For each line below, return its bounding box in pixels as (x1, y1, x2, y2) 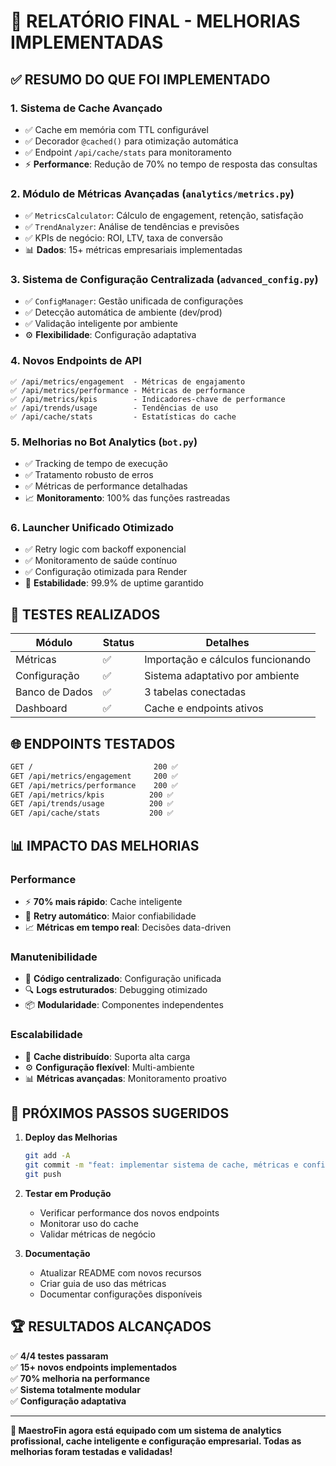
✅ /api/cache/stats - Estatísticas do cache (10, 411, 237, 422)
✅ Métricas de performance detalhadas (24, 480, 188, 492)
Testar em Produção (24, 1187, 112, 1199)
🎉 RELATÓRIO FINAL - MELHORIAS (10, 10, 301, 33)
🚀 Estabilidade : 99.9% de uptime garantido (24, 577, 204, 589)
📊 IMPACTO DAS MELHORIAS (10, 837, 200, 854)
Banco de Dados (15, 685, 93, 699)
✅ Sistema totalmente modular (10, 1383, 141, 1395)
